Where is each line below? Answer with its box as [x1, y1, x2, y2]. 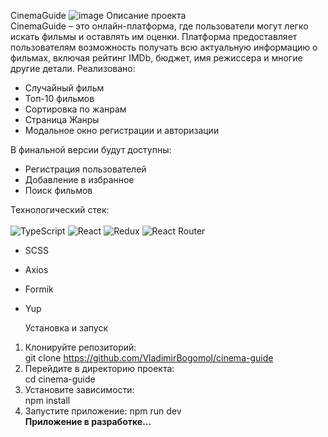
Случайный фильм [24, 82, 105, 94]
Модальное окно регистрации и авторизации [24, 125, 220, 136]
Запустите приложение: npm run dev [24, 405, 182, 417]
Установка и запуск [24, 322, 109, 334]
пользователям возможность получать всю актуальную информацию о [10, 41, 318, 53]
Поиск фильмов [24, 185, 93, 196]
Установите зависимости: [24, 384, 135, 395]
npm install [24, 395, 71, 406]
